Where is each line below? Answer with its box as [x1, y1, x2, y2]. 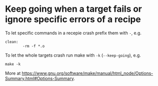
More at [5, 70, 21, 76]
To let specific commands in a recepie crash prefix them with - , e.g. [5, 30, 142, 36]
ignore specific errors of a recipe [5, 14, 141, 25]
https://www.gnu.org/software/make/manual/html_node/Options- [22, 70, 153, 76]
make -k [5, 62, 21, 66]
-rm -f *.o [23, 43, 45, 48]
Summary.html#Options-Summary [5, 75, 74, 81]
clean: [5, 39, 19, 44]
